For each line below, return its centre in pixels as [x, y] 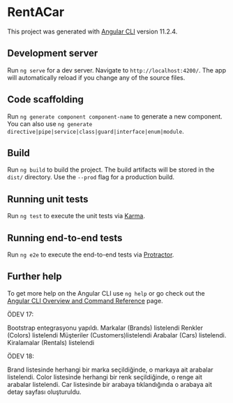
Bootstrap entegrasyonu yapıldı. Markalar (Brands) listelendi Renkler [105, 328]
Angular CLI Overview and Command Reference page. [85, 301]
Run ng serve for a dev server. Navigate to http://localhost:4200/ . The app [117, 70]
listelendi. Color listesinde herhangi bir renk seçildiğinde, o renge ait [105, 377]
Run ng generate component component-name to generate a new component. [115, 116]
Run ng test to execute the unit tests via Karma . [76, 216]
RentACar [36, 12]
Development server [53, 53]
